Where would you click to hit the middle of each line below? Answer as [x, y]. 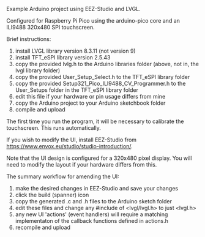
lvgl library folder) [38, 70]
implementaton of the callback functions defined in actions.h [92, 221]
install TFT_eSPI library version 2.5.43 [63, 57]
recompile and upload [43, 227]
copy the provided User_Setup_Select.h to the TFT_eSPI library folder [102, 77]
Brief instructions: [29, 39]
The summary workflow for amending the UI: [63, 176]
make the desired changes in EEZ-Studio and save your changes [97, 188]
